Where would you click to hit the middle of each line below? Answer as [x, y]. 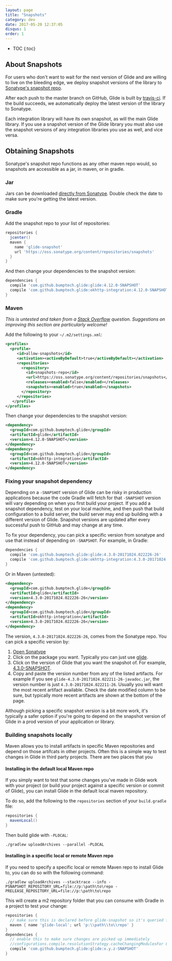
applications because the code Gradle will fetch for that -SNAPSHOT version [83, 498]
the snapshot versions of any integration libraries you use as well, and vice [84, 129]
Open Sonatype [29, 652]
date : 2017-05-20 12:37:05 [34, 24]
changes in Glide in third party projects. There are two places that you [79, 757]
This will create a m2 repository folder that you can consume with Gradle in [84, 900]
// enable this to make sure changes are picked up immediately [80, 939]
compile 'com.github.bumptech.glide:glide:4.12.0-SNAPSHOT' [75, 285]
